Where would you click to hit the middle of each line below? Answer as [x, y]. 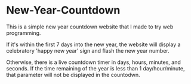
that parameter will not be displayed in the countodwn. [73, 75]
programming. [24, 33]
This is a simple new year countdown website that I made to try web [90, 27]
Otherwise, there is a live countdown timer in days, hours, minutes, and [93, 62]
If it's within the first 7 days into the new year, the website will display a [93, 44]
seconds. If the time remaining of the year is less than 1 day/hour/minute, [95, 68]
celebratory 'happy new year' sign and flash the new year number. [88, 50]
